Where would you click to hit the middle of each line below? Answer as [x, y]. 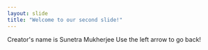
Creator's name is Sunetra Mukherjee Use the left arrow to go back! [104, 39]
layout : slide [28, 13]
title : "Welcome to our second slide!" [65, 20]
